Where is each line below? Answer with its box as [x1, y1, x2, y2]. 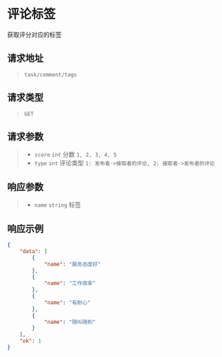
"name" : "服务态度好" [43, 261, 101, 267]
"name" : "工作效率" [43, 280, 97, 287]
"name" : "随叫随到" [43, 318, 97, 325]
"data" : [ [19, 247, 48, 255]
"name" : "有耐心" [43, 299, 91, 306]
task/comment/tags [23, 71, 77, 78]
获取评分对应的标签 [7, 30, 62, 39]
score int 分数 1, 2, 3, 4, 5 [34, 150, 117, 159]
